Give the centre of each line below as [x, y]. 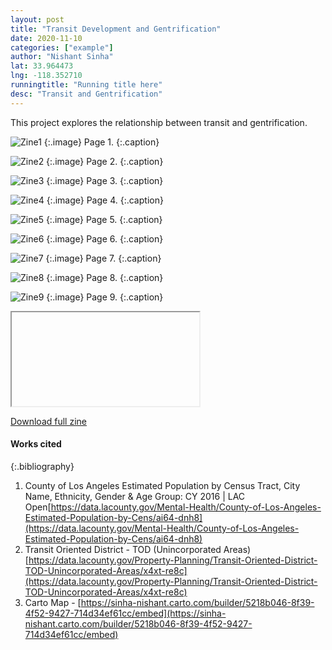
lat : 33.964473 [42, 66]
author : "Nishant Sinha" [62, 57]
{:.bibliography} [42, 466]
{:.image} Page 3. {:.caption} [105, 180]
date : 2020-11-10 [46, 38]
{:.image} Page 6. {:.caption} [105, 238]
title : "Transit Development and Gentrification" [116, 29]
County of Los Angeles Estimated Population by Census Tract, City [162, 485]
